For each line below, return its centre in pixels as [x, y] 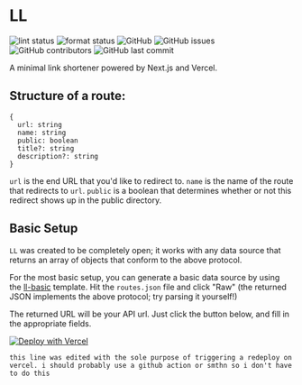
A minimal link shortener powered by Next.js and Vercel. [114, 68]
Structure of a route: [68, 96]
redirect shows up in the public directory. [86, 200]
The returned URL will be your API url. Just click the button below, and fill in [150, 314]
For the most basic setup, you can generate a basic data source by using [145, 277]
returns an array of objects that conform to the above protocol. [126, 260]
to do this [30, 373]
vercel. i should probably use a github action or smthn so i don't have [151, 365]
